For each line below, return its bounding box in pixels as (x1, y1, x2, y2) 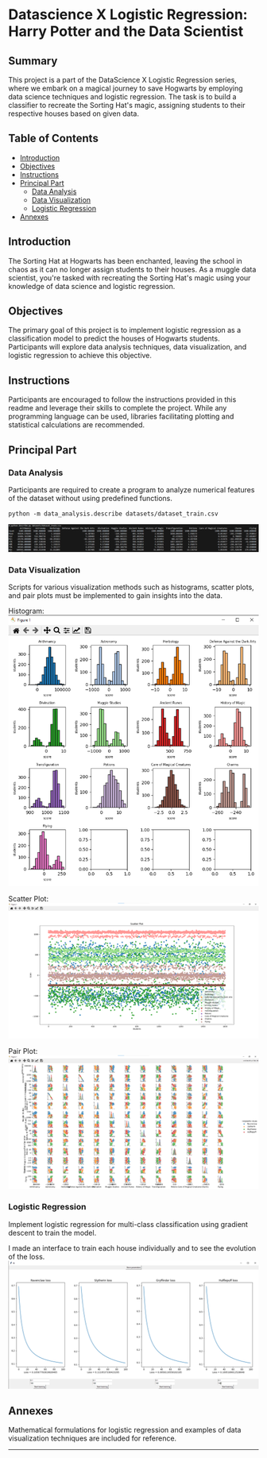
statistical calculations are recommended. (8, 420, 145, 430)
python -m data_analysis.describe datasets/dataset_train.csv (8, 510, 219, 518)
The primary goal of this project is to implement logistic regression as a (8, 326, 242, 335)
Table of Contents (8, 132, 99, 145)
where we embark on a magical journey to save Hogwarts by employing (8, 83, 244, 93)
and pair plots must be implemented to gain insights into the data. (8, 591, 222, 600)
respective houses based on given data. (8, 109, 139, 118)
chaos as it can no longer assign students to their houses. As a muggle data (8, 264, 257, 274)
